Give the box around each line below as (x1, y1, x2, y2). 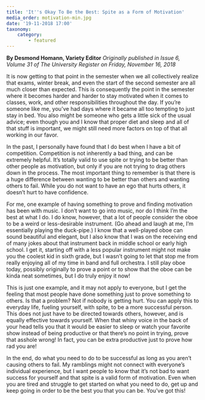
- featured (28, 37, 56, 43)
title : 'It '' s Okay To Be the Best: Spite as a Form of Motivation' (6, 9, 185, 15)
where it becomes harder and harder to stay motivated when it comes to (6, 92, 188, 99)
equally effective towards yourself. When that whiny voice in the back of (6, 317, 188, 323)
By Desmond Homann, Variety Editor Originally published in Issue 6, (6, 55, 181, 61)
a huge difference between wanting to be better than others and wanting (6, 176, 190, 183)
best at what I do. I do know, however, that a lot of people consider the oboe (6, 214, 198, 221)
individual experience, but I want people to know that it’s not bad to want (6, 368, 190, 374)
